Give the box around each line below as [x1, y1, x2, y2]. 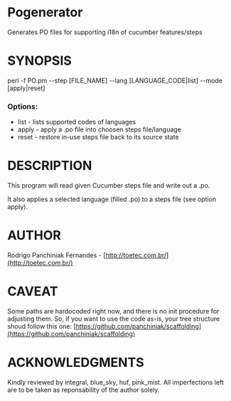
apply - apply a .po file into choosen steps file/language [17, 125, 181, 134]
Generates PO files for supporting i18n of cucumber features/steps [7, 28, 203, 36]
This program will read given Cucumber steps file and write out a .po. [7, 181, 210, 190]
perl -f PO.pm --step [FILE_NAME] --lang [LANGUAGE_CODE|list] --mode [7, 76, 222, 85]
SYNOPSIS [7, 53, 72, 69]
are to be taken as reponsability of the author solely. [7, 385, 160, 394]
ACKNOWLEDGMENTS [7, 355, 144, 370]
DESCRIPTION [7, 158, 92, 174]
